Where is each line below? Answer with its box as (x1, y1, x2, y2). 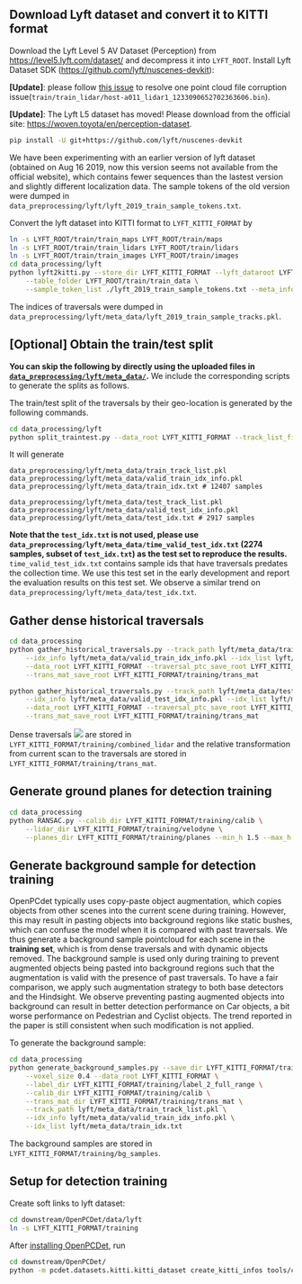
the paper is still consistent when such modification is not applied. (9, 1020, 254, 1031)
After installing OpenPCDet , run (9, 1240, 126, 1251)
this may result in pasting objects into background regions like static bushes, (9, 915, 293, 926)
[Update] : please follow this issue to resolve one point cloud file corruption (9, 81, 288, 93)
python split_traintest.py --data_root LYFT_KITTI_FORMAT (9, 432, 231, 442)
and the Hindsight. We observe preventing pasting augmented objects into (9, 991, 285, 1002)
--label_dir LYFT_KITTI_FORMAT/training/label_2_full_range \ (25, 1080, 263, 1089)
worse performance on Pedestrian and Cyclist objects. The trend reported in (9, 1010, 292, 1021)
